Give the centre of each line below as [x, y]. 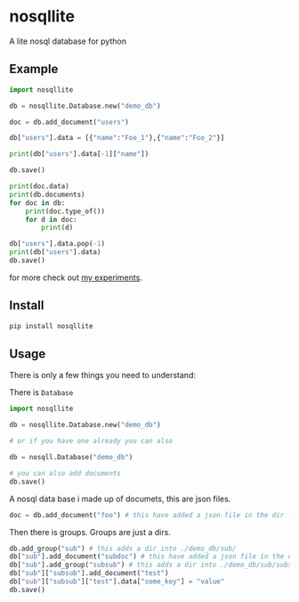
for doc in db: [37, 202]
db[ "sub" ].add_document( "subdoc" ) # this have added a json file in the [147, 557]
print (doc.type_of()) [65, 211]
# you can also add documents [65, 473]
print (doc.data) [39, 186]
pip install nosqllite [51, 326]
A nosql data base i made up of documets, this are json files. [120, 499]
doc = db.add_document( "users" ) [69, 122]
